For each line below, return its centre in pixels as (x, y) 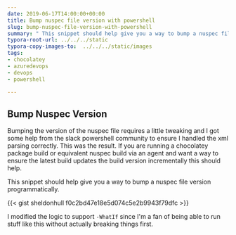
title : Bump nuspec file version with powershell (81, 20)
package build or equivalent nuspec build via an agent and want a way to (113, 153)
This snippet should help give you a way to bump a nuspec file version (109, 182)
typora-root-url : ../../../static (58, 40)
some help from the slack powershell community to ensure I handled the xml (118, 139)
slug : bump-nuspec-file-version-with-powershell (80, 27)
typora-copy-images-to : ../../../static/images (80, 46)
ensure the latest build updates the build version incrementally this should (114, 161)
